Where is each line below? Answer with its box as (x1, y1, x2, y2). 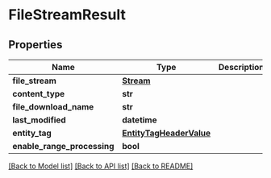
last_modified (12, 114, 66, 126)
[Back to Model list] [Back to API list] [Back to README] (8, 161, 194, 171)
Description (218, 62, 265, 72)
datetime (122, 114, 157, 126)
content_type (12, 89, 65, 99)
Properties (8, 38, 63, 52)
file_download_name (12, 101, 94, 112)
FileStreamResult (8, 6, 127, 24)
